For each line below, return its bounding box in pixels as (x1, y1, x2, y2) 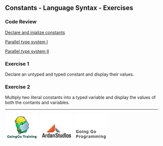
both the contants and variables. (5, 99, 70, 106)
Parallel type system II (5, 48, 49, 54)
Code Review (5, 18, 37, 25)
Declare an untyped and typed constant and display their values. (5, 71, 134, 77)
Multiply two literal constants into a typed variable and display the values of (5, 95, 156, 100)
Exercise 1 (5, 60, 30, 67)
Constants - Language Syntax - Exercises (5, 4, 133, 12)
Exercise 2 (5, 83, 31, 90)
